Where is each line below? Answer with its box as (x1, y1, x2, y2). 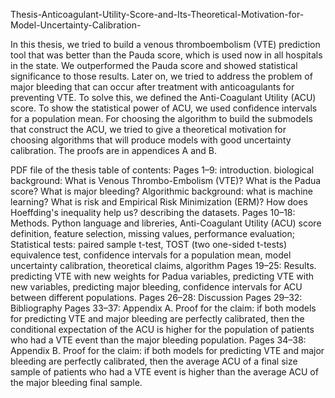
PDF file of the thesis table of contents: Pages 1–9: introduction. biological (10, 164, 315, 176)
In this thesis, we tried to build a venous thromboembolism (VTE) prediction (10, 39, 321, 50)
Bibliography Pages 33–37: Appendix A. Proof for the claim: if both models (10, 302, 317, 314)
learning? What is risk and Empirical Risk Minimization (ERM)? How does (10, 196, 308, 208)
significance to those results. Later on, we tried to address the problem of (10, 70, 313, 82)
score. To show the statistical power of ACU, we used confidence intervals (10, 102, 318, 114)
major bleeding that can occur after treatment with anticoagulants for (10, 81, 295, 93)
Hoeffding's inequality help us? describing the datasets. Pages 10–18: (10, 207, 296, 218)
